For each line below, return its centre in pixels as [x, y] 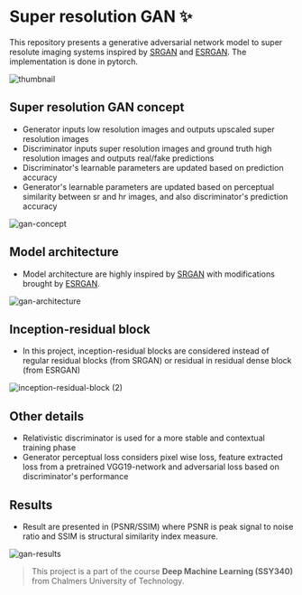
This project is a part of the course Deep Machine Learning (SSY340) [162, 571]
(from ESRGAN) [51, 370]
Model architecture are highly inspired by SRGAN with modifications [148, 274]
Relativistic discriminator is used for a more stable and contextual [144, 438]
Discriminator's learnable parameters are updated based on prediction [153, 167]
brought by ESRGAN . [61, 283]
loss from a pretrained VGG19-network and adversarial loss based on [151, 467]
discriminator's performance [75, 477]
